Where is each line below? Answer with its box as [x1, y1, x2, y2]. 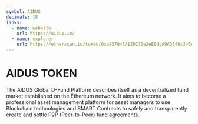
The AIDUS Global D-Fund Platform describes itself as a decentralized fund [6, 86, 189, 93]
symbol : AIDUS [6, 8, 41, 15]
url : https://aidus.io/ [16, 31, 75, 36]
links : [6, 19, 22, 25]
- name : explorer [11, 36, 54, 42]
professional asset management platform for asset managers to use [6, 98, 171, 106]
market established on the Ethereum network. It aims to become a [6, 92, 166, 99]
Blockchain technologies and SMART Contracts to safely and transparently [6, 105, 187, 112]
